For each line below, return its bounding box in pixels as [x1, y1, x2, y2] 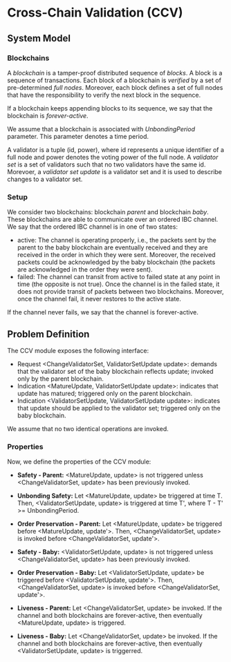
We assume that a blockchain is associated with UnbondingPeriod [7, 124, 196, 133]
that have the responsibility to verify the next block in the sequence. [7, 91, 201, 99]
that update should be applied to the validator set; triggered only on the [17, 404, 221, 412]
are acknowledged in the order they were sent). [17, 265, 154, 274]
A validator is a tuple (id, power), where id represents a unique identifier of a [7, 145, 225, 153]
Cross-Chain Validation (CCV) [7, 5, 183, 21]
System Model [7, 32, 71, 44]
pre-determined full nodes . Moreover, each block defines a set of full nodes [7, 83, 223, 91]
